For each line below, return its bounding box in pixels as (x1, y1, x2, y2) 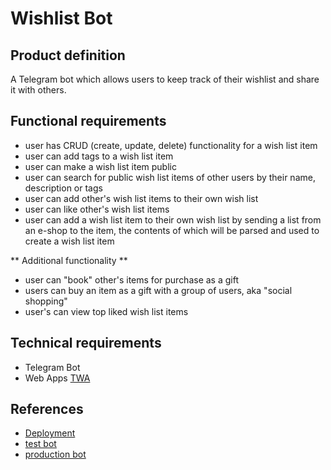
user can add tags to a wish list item (24, 150, 174, 162)
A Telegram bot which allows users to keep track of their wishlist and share (10, 73, 320, 85)
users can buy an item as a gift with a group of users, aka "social (24, 284, 293, 296)
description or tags (24, 182, 103, 194)
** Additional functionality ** (10, 254, 128, 266)
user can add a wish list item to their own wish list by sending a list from (24, 213, 322, 226)
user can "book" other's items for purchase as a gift (24, 273, 239, 286)
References (10, 401, 84, 418)
